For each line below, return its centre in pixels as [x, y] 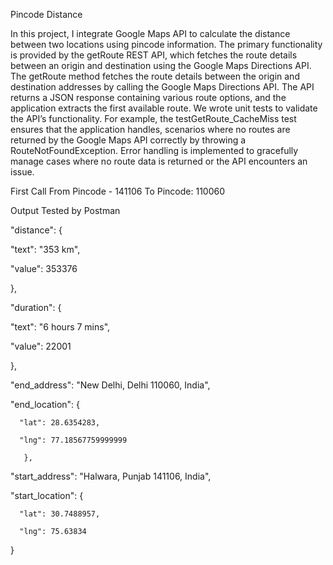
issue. [22, 172]
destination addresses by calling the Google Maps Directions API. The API [162, 87]
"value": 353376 [44, 268]
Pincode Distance [46, 14]
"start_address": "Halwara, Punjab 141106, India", [111, 476]
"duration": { [36, 307]
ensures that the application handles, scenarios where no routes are [150, 129]
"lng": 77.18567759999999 [73, 440]
